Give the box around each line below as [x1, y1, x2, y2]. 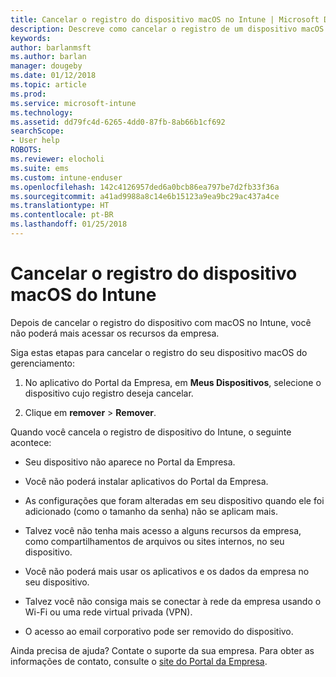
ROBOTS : [10, 145, 43, 155]
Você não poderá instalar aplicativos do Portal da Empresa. [24, 475, 269, 487]
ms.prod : [10, 89, 47, 99]
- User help [10, 136, 60, 146]
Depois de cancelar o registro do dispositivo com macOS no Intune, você [10, 316, 312, 328]
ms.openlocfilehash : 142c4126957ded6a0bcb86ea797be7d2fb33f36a [10, 182, 280, 192]
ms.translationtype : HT [10, 201, 110, 211]
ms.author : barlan [10, 52, 87, 62]
